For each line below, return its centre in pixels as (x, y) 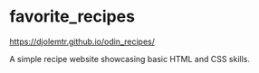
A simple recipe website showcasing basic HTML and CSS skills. (130, 59)
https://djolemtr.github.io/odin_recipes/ (82, 41)
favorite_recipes (72, 17)
